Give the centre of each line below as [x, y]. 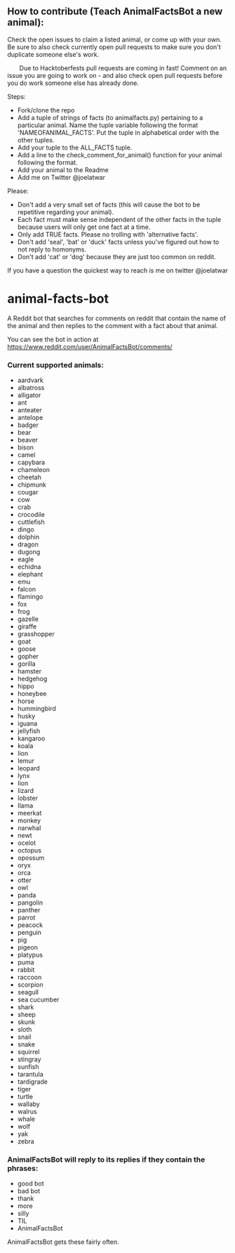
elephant [30, 575]
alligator [29, 395]
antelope [30, 418]
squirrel [28, 1052]
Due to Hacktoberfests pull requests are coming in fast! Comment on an [123, 68]
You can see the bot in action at [53, 339]
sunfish [28, 1067]
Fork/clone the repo [46, 110]
